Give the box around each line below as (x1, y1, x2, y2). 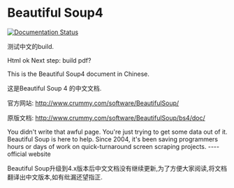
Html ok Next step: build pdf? (7, 56, 92, 64)
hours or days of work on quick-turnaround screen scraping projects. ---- (7, 142, 220, 150)
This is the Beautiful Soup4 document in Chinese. (7, 70, 150, 78)
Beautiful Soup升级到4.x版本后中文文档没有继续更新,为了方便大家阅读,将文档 (7, 164, 227, 172)
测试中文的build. (7, 42, 54, 50)
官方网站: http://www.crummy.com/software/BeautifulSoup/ (7, 99, 180, 107)
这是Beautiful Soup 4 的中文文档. (7, 84, 102, 92)
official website (7, 150, 51, 158)
